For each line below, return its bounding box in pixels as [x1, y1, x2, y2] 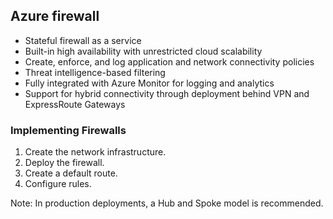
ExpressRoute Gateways [24, 98, 126, 110]
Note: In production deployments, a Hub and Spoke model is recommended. [10, 197, 324, 209]
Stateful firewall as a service [24, 34, 142, 46]
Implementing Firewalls [10, 123, 127, 137]
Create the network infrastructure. [24, 146, 167, 158]
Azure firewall [10, 8, 100, 25]
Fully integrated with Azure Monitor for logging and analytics [24, 77, 275, 89]
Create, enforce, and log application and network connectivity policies [24, 55, 315, 68]
